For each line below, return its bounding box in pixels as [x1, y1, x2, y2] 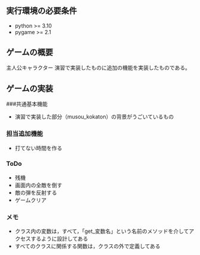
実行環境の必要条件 [6, 6, 77, 16]
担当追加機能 [6, 130, 44, 138]
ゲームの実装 [6, 83, 54, 93]
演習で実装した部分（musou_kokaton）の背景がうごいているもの [14, 113, 174, 120]
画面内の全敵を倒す [14, 181, 63, 189]
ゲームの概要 [6, 47, 54, 57]
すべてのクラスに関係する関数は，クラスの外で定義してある [14, 242, 161, 250]
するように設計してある [30, 235, 88, 242]
